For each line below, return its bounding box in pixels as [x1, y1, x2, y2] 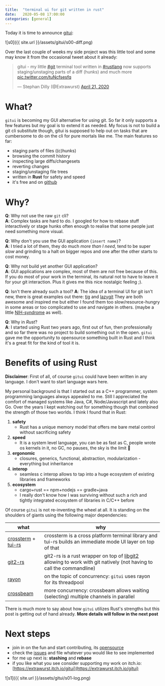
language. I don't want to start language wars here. [5, 379, 109, 385]
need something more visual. [5, 229, 64, 235]
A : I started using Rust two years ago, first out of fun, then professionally [5, 324, 152, 330]
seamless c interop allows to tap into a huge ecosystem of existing [19, 471, 155, 477]
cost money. [5, 254, 30, 260]
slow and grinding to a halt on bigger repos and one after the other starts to [5, 248, 158, 254]
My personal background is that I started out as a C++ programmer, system [5, 388, 158, 394]
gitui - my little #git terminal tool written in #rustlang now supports [17, 64, 151, 69]
